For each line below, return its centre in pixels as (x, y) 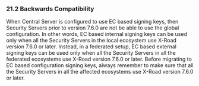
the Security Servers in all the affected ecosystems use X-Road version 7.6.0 (100, 72)
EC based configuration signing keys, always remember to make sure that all (100, 65)
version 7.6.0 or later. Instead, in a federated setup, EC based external (91, 47)
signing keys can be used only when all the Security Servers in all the (91, 53)
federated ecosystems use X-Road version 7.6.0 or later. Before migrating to (99, 59)
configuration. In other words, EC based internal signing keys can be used (97, 34)
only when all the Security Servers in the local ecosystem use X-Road (91, 41)
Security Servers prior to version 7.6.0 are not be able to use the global (93, 28)
